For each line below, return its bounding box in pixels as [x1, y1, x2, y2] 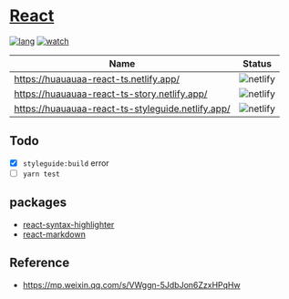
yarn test [22, 170, 61, 179]
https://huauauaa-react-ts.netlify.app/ [14, 72, 181, 85]
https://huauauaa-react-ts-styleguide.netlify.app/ [14, 102, 231, 115]
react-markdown [22, 229, 87, 240]
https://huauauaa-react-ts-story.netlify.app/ [14, 88, 208, 100]
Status [243, 57, 272, 69]
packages [9, 195, 67, 211]
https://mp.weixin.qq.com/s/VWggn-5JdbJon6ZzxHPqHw [22, 279, 241, 290]
